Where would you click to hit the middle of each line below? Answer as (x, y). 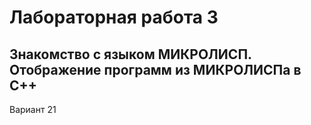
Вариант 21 (33, 109)
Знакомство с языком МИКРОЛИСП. (130, 54)
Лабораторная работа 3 (114, 17)
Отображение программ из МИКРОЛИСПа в (155, 69)
